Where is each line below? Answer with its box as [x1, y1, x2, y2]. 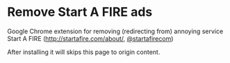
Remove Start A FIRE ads [7, 4, 153, 20]
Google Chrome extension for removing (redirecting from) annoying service [7, 27, 224, 35]
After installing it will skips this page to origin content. [7, 48, 161, 56]
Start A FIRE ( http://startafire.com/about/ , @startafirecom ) [7, 34, 174, 42]
